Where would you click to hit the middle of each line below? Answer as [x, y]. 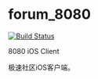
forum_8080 [50, 14]
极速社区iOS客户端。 [42, 67]
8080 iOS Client [34, 51]
